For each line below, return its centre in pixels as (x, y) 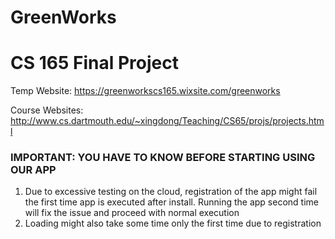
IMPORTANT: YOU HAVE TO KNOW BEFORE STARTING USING (163, 158)
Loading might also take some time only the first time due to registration (173, 223)
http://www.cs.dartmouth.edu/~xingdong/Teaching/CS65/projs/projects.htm (167, 121)
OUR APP (33, 170)
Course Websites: (47, 110)
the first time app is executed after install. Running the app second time (171, 202)
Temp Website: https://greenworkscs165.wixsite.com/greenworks (145, 91)
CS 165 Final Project (94, 63)
